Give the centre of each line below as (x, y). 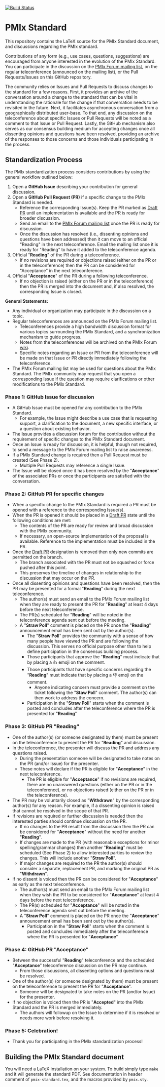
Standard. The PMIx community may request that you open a (74, 373)
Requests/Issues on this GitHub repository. (49, 77)
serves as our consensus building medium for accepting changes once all (80, 128)
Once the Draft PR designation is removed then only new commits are (83, 552)
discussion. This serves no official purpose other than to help (89, 646)
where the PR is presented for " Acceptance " (72, 936)
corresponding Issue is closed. (51, 291)
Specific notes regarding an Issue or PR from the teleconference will (89, 353)
